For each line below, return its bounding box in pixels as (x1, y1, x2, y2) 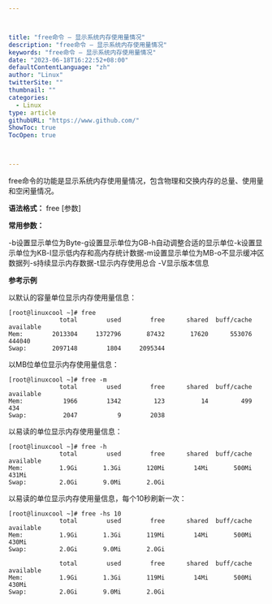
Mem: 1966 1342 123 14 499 (8, 397, 253, 405)
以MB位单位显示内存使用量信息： (8, 360, 119, 369)
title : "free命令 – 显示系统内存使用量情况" (8, 33, 146, 41)
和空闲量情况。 (8, 186, 58, 196)
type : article (8, 109, 57, 117)
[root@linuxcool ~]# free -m (8, 376, 107, 384)
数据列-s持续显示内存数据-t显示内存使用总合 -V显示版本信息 (8, 258, 209, 268)
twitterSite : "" (8, 79, 63, 87)
